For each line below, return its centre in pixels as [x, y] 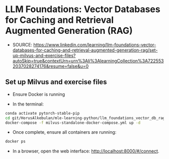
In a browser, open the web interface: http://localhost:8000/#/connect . [86, 151]
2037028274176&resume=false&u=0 [51, 66]
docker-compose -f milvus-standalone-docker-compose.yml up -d [73, 123]
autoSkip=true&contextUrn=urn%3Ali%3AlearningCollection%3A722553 [88, 61]
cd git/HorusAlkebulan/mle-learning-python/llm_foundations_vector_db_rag [85, 118]
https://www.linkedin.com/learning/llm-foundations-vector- [95, 44]
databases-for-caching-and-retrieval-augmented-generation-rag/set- [85, 50]
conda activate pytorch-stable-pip [43, 113]
